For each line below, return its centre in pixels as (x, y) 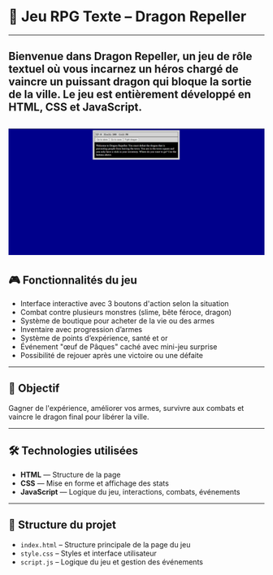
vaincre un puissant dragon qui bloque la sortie (130, 82)
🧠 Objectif (34, 389)
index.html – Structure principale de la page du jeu (105, 544)
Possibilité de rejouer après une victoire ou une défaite (111, 356)
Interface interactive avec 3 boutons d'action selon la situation (124, 304)
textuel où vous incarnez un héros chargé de (123, 69)
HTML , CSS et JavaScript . (75, 108)
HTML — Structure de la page (70, 474)
